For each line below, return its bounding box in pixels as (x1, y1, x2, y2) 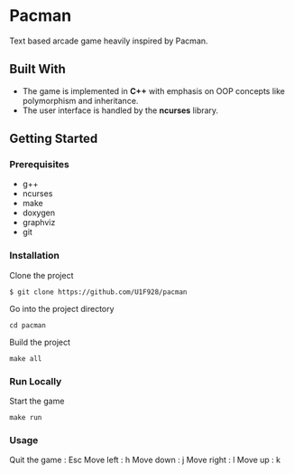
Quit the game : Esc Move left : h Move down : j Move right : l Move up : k (9, 454, 281, 466)
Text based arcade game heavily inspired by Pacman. (9, 35, 209, 46)
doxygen (22, 207, 56, 218)
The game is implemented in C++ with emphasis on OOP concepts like (22, 85, 286, 96)
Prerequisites (9, 158, 69, 171)
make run (9, 413, 42, 422)
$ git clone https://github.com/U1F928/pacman (9, 287, 188, 297)
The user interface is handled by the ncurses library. (22, 105, 219, 116)
